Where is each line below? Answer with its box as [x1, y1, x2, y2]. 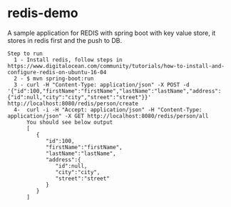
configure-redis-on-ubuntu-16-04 [7, 69, 107, 76]
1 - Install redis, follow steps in [14, 56, 123, 64]
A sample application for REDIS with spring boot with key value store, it [7, 29, 216, 37]
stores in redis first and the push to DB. [7, 36, 123, 44]
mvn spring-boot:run [33, 75, 94, 82]
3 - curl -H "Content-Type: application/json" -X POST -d [14, 81, 190, 89]
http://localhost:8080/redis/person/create [7, 100, 139, 107]
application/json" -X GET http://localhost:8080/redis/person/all [7, 112, 209, 119]
